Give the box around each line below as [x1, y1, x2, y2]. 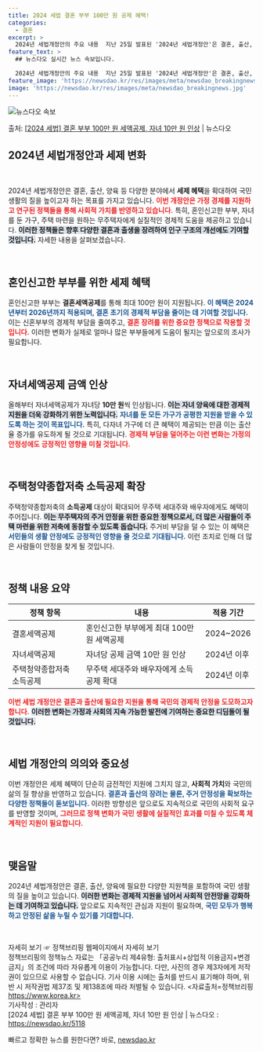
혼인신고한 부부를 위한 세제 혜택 [8, 276, 151, 289]
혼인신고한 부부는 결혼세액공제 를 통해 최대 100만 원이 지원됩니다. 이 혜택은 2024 [8, 298, 254, 307]
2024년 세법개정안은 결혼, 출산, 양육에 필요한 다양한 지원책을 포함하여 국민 [8, 882, 236, 891]
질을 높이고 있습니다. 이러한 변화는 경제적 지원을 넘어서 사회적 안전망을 [16, 891, 229, 900]
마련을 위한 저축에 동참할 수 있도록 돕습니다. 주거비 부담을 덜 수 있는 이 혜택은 [16, 522, 250, 531]
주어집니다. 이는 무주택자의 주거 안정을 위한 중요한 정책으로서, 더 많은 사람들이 [8, 511, 243, 521]
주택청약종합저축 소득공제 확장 [8, 480, 146, 493]
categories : [8, 19, 47, 27]
